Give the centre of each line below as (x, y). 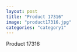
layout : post (22, 11)
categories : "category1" (36, 27)
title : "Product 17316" (35, 17)
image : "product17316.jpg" (39, 22)
